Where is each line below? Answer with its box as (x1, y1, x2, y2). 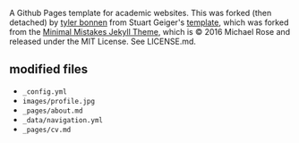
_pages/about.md (21, 106, 83, 115)
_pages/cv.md (21, 125, 72, 134)
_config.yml (21, 87, 67, 97)
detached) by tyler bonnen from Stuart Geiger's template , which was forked (9, 17, 289, 28)
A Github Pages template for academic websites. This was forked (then (9, 8, 272, 18)
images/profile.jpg (21, 97, 96, 105)
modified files (9, 62, 89, 77)
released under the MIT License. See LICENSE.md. (9, 36, 197, 46)
